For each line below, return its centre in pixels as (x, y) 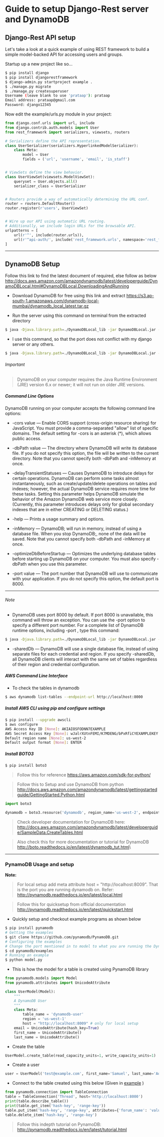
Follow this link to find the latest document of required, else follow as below (81, 276)
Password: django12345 (28, 105)
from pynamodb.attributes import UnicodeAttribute (58, 983)
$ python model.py (24, 960)
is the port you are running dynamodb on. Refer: (65, 890)
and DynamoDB (37, 19)
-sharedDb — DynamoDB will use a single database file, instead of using (85, 649)
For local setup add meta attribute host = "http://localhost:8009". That (87, 884)
